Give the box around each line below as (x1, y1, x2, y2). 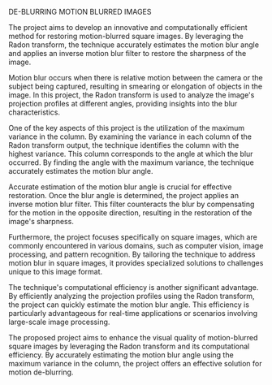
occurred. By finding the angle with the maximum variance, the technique (8, 158, 254, 167)
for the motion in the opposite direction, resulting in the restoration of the (8, 208, 253, 218)
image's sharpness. (8, 217, 75, 226)
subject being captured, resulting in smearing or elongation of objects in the (8, 81, 262, 91)
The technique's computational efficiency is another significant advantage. (8, 283, 259, 292)
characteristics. (8, 107, 61, 117)
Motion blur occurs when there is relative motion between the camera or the (8, 73, 263, 82)
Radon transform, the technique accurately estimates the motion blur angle (8, 40, 260, 50)
